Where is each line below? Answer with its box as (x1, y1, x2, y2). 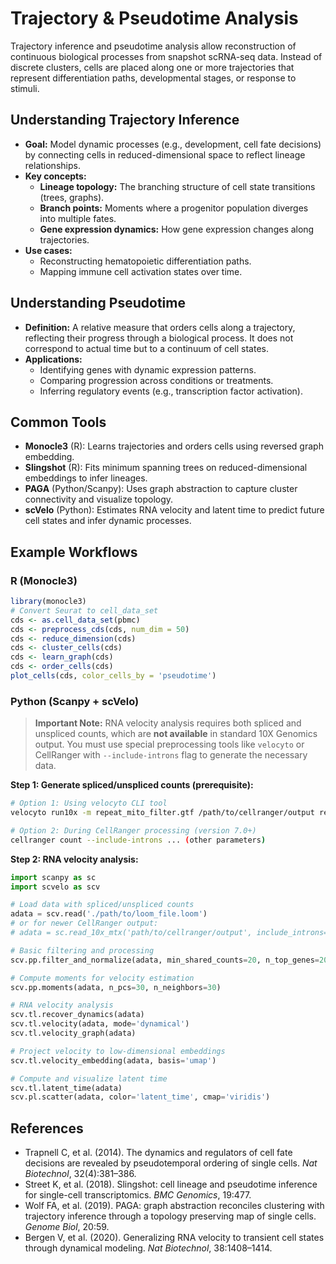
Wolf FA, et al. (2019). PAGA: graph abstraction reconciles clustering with (24, 1200, 325, 1212)
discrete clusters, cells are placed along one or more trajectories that (10, 61, 295, 73)
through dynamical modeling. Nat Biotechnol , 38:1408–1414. (24, 1242, 273, 1254)
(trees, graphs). (39, 191, 105, 203)
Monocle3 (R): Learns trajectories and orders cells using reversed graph (24, 440, 324, 452)
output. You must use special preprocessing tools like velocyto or (34, 738, 305, 751)
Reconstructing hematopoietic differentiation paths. (39, 255, 252, 267)
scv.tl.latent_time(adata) (10, 1083, 123, 1093)
